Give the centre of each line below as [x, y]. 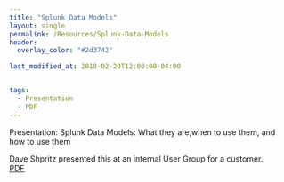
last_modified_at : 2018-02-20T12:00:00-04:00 [95, 67]
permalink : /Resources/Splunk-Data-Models [89, 34]
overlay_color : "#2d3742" [65, 51]
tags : [19, 91]
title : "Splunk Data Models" [63, 17]
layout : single [37, 26]
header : [24, 42]
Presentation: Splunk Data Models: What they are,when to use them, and [142, 132]
